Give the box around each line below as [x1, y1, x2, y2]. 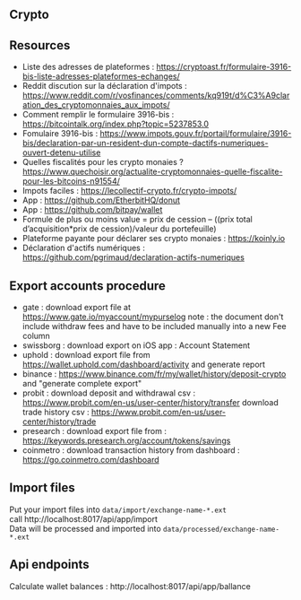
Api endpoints [9, 557, 90, 572]
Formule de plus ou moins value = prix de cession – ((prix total [21, 214, 253, 225]
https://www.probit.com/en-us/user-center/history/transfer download [21, 397, 279, 408]
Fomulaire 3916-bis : [21, 128, 99, 139]
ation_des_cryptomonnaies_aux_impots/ [21, 100, 170, 110]
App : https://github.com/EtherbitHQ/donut [21, 195, 181, 205]
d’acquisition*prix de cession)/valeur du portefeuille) [21, 223, 217, 234]
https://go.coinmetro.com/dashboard [21, 455, 159, 465]
